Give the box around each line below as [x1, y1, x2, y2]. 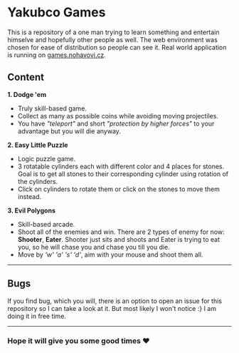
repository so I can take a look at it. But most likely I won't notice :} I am [7, 304, 217, 312]
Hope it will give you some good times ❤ [7, 336, 151, 346]
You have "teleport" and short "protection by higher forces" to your [17, 119, 215, 128]
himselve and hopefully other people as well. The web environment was [7, 35, 218, 44]
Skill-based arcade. [17, 220, 75, 228]
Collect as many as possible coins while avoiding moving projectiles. [17, 111, 219, 120]
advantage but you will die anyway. [17, 126, 121, 135]
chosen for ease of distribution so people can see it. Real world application [7, 43, 227, 51]
